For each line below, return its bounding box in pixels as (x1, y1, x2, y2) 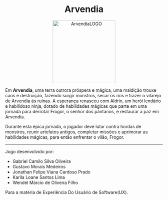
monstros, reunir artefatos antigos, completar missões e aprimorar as (5, 129, 148, 135)
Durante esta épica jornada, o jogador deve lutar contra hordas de (5, 123, 141, 129)
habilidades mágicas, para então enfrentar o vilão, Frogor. (5, 134, 124, 140)
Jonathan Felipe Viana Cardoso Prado (12, 169, 91, 175)
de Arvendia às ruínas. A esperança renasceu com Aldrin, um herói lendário (5, 98, 161, 104)
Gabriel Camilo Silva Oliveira (12, 158, 71, 164)
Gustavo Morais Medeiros (12, 163, 66, 169)
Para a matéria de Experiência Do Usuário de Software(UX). (5, 189, 128, 195)
